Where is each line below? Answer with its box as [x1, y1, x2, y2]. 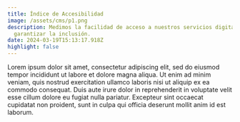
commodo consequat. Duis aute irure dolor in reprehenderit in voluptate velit [7, 86, 232, 94]
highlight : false [7, 43, 59, 50]
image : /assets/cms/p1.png [7, 17, 88, 24]
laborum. [7, 108, 34, 116]
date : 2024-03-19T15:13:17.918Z [7, 37, 104, 44]
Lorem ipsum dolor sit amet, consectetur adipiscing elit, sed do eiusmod [7, 63, 220, 71]
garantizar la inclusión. [14, 30, 91, 38]
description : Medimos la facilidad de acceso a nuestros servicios [7, 23, 213, 30]
